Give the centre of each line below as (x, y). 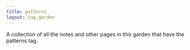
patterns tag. (22, 40)
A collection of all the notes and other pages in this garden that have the (95, 34)
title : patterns (26, 12)
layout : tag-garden (31, 17)
